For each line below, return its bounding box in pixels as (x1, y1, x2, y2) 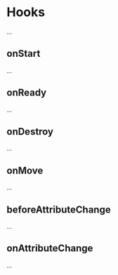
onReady (6, 87, 47, 99)
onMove (6, 164, 44, 176)
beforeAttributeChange (6, 203, 111, 215)
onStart (6, 48, 41, 60)
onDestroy (6, 126, 54, 137)
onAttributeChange (6, 243, 93, 255)
